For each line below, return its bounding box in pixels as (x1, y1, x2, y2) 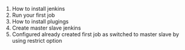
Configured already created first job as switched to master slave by (11, 31, 180, 38)
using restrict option (11, 37, 62, 44)
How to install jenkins (11, 5, 65, 12)
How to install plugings (11, 18, 69, 25)
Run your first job (11, 11, 55, 19)
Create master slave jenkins (11, 24, 81, 31)
